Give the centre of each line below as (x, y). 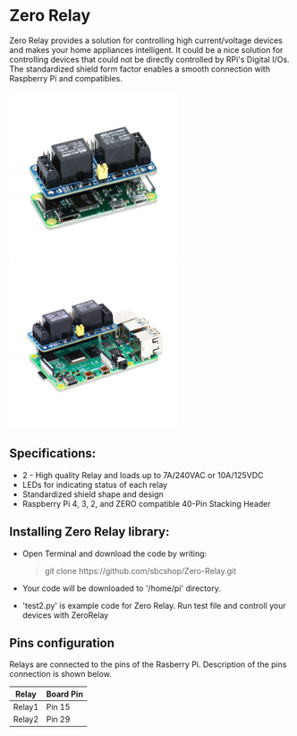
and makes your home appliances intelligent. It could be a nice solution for (146, 49)
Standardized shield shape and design (93, 494)
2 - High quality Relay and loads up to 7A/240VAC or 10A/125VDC (143, 475)
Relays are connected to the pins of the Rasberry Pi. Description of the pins (148, 664)
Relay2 (25, 719)
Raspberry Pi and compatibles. (66, 78)
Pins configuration (62, 642)
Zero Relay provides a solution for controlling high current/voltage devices (146, 40)
